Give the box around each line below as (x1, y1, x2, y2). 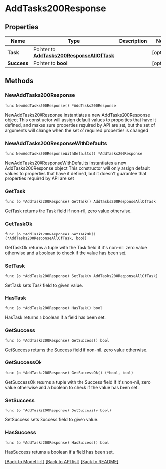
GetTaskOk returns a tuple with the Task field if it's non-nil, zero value (5, 244, 147, 250)
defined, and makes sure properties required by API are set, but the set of (5, 122, 156, 128)
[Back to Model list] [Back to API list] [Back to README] (5, 459, 119, 465)
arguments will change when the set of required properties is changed (5, 127, 148, 133)
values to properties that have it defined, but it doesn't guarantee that (5, 170, 147, 176)
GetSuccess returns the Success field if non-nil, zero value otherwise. (5, 347, 148, 352)
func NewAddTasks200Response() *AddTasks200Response (5, 103, 116, 108)
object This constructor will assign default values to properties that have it (5, 117, 156, 123)
